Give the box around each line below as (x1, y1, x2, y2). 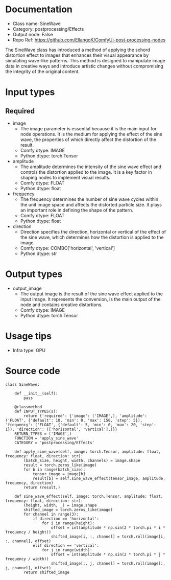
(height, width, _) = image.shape (23, 502, 97, 508)
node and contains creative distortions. (20, 301, 103, 308)
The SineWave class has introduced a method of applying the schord (5, 47, 151, 53)
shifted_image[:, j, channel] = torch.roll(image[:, (51, 561, 166, 566)
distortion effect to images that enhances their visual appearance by (5, 52, 149, 58)
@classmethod (14, 404, 42, 409)
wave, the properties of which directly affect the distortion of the (20, 136, 157, 143)
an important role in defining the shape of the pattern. (20, 207, 134, 213)
